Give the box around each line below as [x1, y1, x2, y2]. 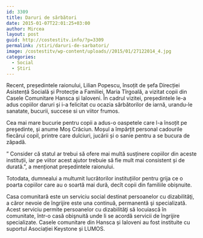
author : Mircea [6, 25, 45, 32]
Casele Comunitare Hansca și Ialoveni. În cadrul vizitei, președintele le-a [6, 94, 186, 102]
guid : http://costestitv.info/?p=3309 [6, 37, 104, 43]
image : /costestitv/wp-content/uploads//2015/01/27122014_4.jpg [6, 48, 172, 55]
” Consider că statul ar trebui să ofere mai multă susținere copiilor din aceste [6, 150, 197, 157]
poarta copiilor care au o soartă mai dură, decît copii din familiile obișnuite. [6, 181, 192, 188]
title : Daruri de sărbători [6, 15, 77, 21]
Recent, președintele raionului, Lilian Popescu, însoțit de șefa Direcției [6, 82, 180, 89]
